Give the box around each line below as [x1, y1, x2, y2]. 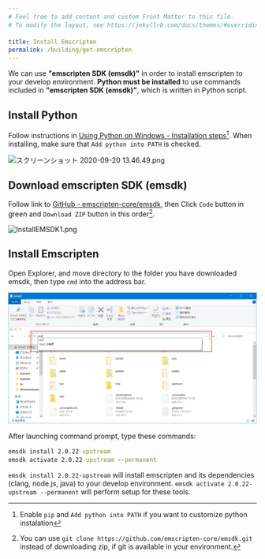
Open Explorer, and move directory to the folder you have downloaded [8, 268, 237, 278]
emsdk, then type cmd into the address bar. [8, 276, 147, 286]
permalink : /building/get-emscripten [8, 46, 132, 54]
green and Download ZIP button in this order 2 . [8, 208, 155, 219]
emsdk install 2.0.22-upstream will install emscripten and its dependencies [8, 470, 255, 479]
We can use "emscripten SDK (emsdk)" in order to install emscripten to [8, 69, 243, 78]
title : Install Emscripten [8, 38, 97, 46]
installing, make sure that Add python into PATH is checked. [8, 139, 201, 148]
